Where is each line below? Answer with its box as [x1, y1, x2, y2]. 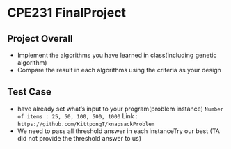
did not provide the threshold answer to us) [17, 134, 141, 142]
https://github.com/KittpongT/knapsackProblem [17, 120, 155, 127]
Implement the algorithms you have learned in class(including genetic [17, 51, 217, 59]
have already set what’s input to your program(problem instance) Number [17, 104, 224, 113]
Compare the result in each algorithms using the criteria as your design [17, 66, 221, 74]
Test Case [7, 86, 52, 98]
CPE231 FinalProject [7, 5, 127, 21]
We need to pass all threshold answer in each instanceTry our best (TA [17, 127, 221, 135]
